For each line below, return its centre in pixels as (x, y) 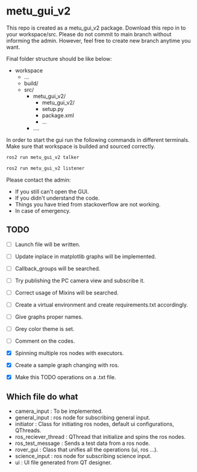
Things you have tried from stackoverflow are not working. (88, 204)
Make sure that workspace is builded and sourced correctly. (81, 146)
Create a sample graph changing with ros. (67, 365)
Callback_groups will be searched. (58, 268)
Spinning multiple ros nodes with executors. (69, 353)
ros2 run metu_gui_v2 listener (45, 168)
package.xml (58, 115)
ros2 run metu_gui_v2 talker (43, 157)
